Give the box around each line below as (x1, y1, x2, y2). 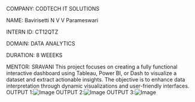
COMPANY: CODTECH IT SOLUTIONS (6, 5, 100, 12)
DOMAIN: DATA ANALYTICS (6, 40, 76, 47)
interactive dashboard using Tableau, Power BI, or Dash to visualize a (6, 70, 177, 77)
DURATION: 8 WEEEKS (6, 52, 63, 59)
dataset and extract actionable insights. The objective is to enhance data (6, 76, 185, 83)
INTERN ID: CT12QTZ (6, 28, 59, 35)
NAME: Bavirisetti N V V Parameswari (6, 17, 99, 23)
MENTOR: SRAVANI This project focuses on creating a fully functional (6, 63, 178, 70)
